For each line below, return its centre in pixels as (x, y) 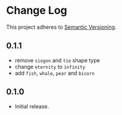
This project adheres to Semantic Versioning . (61, 27)
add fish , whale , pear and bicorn (55, 73)
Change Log (37, 10)
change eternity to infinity (50, 66)
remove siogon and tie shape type (57, 60)
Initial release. (32, 106)
